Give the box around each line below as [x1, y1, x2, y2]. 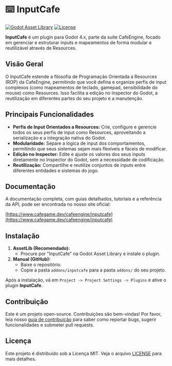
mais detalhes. [5, 356, 36, 362]
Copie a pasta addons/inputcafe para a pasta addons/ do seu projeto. [20, 267, 166, 273]
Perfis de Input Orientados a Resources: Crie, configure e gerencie [12, 124, 157, 130]
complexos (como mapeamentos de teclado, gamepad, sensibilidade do [5, 84, 158, 90]
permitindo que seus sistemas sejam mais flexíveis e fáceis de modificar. [12, 145, 167, 151]
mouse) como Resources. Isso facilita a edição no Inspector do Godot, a [5, 90, 158, 96]
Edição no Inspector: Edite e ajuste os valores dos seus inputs [12, 151, 145, 157]
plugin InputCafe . [5, 282, 43, 288]
